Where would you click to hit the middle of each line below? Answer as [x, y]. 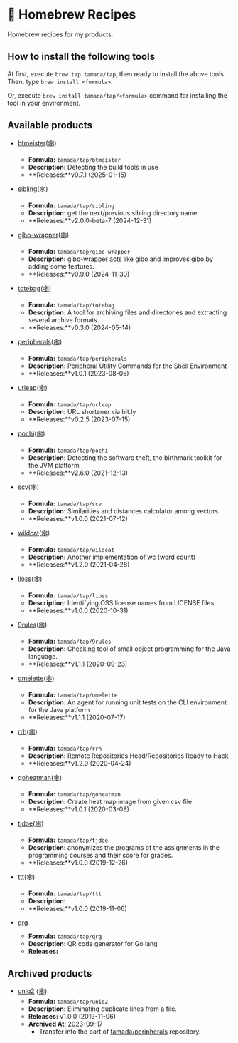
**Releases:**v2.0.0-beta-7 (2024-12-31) [90, 220]
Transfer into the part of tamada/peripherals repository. [120, 1032]
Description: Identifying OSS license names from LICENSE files [121, 602]
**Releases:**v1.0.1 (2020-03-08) [79, 809]
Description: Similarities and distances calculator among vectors [123, 511]
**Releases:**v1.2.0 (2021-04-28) [79, 564]
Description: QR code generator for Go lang [93, 943]
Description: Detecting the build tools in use [93, 167]
